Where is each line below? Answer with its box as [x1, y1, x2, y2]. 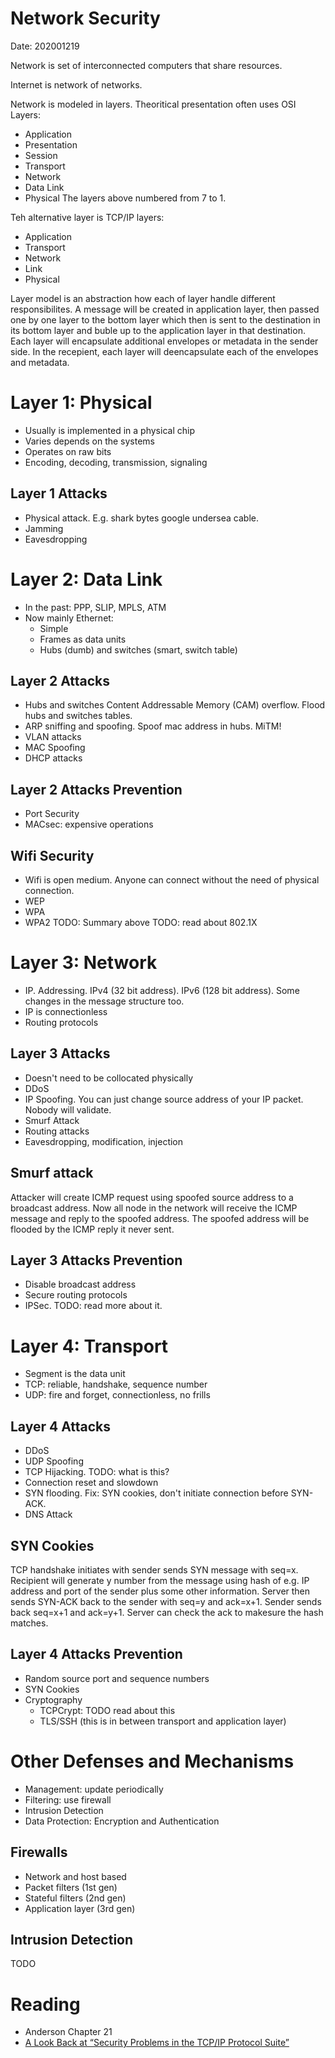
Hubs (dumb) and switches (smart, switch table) [39, 643, 238, 656]
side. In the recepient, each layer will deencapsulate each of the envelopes [10, 345, 319, 357]
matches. [10, 1617, 49, 1629]
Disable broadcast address [24, 1278, 137, 1291]
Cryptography [24, 1693, 83, 1706]
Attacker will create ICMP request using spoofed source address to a [10, 1191, 294, 1203]
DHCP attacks [24, 752, 83, 764]
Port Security [24, 808, 80, 820]
